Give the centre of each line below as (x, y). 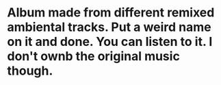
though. (30, 71)
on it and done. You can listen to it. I (110, 42)
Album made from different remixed (111, 13)
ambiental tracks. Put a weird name (109, 27)
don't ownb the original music (93, 57)
